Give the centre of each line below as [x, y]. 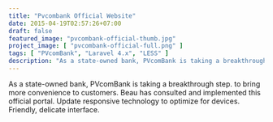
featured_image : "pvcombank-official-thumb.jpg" [92, 38]
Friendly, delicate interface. [54, 109]
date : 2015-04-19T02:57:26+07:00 [65, 23]
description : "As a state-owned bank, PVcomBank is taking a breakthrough [138, 61]
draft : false [30, 31]
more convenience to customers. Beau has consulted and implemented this [135, 92]
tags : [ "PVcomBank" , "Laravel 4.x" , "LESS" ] [89, 53]
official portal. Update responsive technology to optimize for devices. [124, 101]
